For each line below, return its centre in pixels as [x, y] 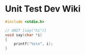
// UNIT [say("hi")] [26, 30]
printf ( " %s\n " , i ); [34, 44]
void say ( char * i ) [24, 35]
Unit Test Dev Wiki [43, 9]
